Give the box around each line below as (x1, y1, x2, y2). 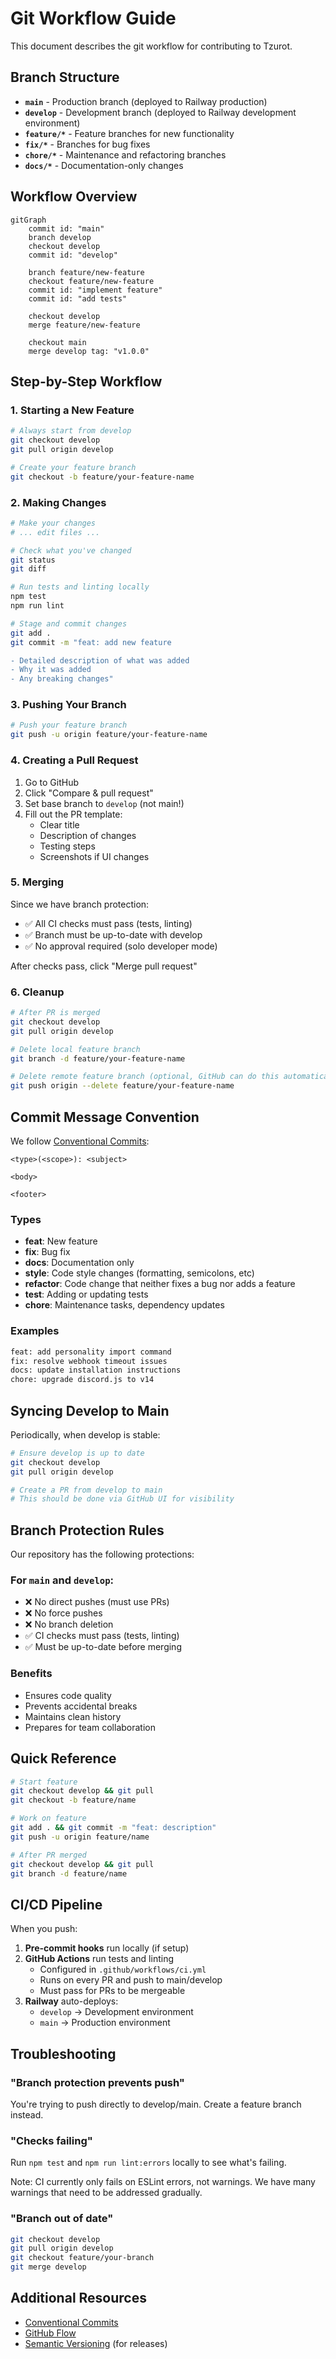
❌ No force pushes (24, 1607, 103, 1619)
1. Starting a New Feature (10, 403, 135, 417)
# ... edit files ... (10, 527, 101, 537)
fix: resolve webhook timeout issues (10, 1356, 168, 1366)
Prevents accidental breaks (24, 1700, 138, 1712)
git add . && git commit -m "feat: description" (10, 1823, 217, 1833)
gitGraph (10, 215, 47, 225)
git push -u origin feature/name (10, 1832, 150, 1842)
